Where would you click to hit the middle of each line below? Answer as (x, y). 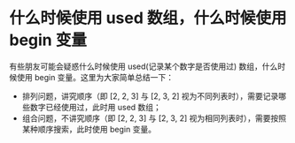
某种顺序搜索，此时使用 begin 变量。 (89, 129)
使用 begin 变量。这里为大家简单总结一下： (95, 77)
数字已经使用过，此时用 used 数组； (96, 107)
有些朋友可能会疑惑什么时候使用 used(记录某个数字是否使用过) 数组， (136, 66)
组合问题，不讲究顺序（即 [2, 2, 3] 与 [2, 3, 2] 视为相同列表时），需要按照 (154, 118)
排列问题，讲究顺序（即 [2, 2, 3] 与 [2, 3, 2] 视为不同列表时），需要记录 (150, 96)
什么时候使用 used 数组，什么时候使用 (148, 18)
